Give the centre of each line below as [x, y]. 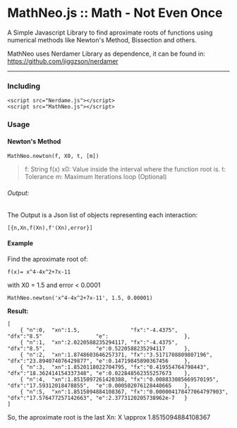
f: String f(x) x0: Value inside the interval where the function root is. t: [125, 169]
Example [20, 243]
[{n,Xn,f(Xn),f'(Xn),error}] [50, 228]
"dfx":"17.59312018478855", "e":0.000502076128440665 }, [99, 386]
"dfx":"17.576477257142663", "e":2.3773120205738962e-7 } [98, 398]
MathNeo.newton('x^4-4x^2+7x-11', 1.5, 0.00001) [80, 298]
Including [24, 86]
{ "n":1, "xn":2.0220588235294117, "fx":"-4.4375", [99, 342]
